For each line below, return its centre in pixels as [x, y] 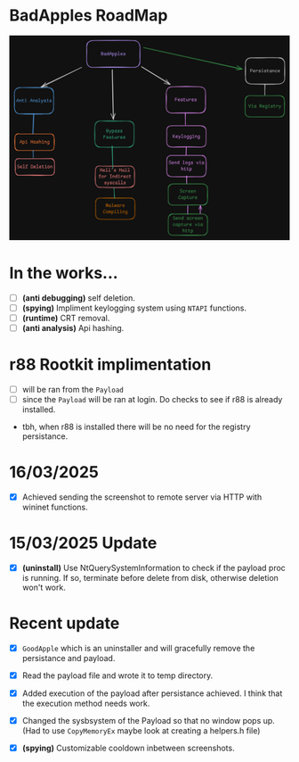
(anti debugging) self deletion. [79, 298]
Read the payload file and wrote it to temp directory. [117, 675]
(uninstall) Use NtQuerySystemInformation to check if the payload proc [154, 567]
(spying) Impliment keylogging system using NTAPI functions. [134, 308]
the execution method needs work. [86, 703]
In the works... [64, 273]
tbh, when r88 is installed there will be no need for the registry [136, 427]
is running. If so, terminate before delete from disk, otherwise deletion [150, 577]
